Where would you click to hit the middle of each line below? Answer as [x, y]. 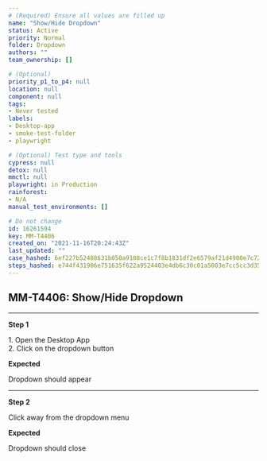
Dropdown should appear [50, 379]
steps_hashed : [32, 265]
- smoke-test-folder [43, 134]
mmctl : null [28, 177]
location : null [33, 89]
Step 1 [19, 324]
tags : [17, 104]
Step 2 [19, 401]
